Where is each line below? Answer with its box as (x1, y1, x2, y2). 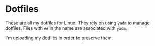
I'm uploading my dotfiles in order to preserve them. (5, 35, 113, 41)
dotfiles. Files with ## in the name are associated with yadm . (5, 25, 127, 31)
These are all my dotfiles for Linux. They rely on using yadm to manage (5, 20, 150, 26)
